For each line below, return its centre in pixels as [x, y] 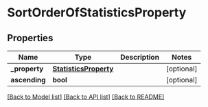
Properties [30, 38]
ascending [28, 80]
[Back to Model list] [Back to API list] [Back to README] [86, 97]
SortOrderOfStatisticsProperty [97, 13]
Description [140, 57]
